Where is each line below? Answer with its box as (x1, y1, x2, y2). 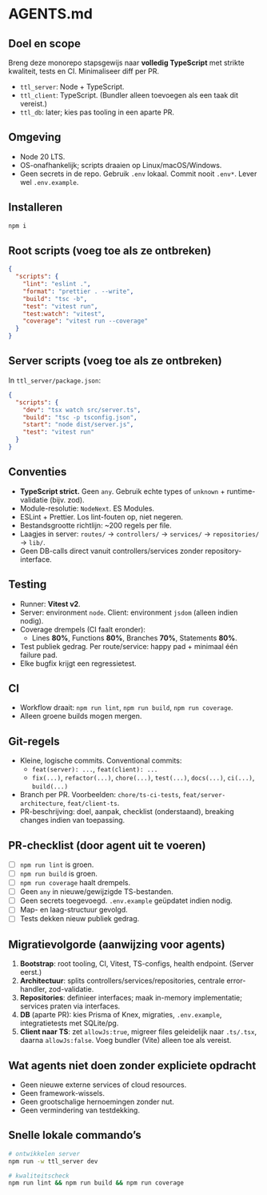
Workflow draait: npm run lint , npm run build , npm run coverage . (19, 703, 233, 712)
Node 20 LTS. (19, 151, 66, 161)
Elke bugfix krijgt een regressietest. (19, 658, 137, 668)
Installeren (8, 201, 63, 215)
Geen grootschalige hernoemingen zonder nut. (19, 1097, 174, 1106)
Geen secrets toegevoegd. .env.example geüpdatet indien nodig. (19, 896, 233, 905)
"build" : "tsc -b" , (22, 295, 88, 303)
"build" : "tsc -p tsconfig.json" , (22, 413, 137, 421)
